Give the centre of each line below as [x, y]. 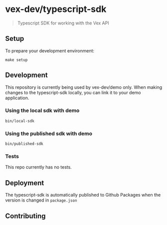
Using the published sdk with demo [49, 133]
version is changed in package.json [41, 200]
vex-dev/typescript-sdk [56, 9]
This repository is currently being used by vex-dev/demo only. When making [84, 87]
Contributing [25, 216]
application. [17, 98]
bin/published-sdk [24, 144]
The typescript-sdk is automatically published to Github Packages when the [83, 195]
